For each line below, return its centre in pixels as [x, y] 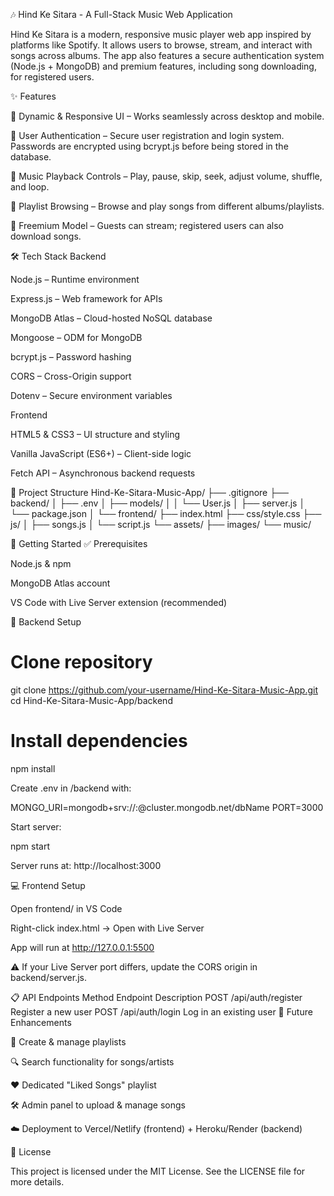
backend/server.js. [49, 977]
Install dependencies [99, 741]
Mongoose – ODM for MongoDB [76, 337]
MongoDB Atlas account [60, 583]
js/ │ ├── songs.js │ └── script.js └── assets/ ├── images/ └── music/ [161, 524]
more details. [37, 1181]
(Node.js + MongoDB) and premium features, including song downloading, [163, 66]
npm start [30, 846]
